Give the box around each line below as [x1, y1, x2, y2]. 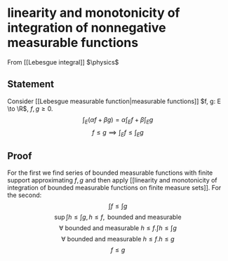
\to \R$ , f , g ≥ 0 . [7, 104, 53, 113]
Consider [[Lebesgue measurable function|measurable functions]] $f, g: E [7, 97, 221, 105]
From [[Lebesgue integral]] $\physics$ [7, 58, 119, 66]
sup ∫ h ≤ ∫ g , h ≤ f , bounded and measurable [54, 213, 182, 222]
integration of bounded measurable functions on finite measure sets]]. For [7, 184, 222, 192]
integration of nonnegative [7, 20, 166, 36]
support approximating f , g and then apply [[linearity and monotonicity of [7, 176, 217, 185]
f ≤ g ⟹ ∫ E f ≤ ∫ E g [92, 128, 144, 138]
